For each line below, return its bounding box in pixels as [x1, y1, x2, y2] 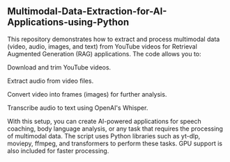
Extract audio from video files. [7, 76, 94, 85]
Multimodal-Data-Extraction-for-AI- [7, 6, 167, 17]
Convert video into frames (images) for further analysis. [7, 90, 167, 98]
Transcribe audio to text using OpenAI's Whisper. [7, 104, 148, 112]
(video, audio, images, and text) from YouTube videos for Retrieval [7, 42, 197, 51]
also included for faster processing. [7, 146, 109, 155]
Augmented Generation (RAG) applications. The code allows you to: [7, 49, 201, 58]
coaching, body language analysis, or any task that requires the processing [7, 124, 223, 133]
